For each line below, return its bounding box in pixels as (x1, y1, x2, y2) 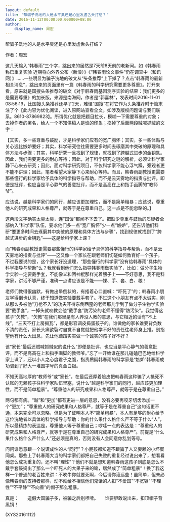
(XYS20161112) (5, 512, 36, 518)
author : (5, 21, 22, 27)
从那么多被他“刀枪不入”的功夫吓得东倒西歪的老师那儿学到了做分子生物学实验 (5, 301, 164, 307)
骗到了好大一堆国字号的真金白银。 (9, 363, 81, 369)
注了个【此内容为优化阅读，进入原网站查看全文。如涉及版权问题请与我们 (5, 107, 156, 113)
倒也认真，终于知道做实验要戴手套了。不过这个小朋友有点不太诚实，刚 (18, 295, 165, 301)
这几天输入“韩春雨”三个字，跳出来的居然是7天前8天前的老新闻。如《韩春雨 (5, 63, 161, 69)
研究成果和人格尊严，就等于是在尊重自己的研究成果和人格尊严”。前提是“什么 (5, 429, 164, 435)
